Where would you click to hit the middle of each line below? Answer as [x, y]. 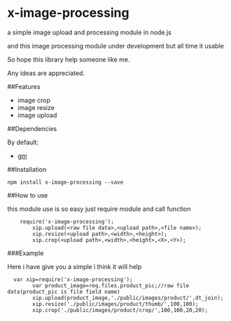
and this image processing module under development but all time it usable [115, 46]
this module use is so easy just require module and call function [99, 209]
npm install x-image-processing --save [65, 182]
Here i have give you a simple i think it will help [75, 266]
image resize [36, 107]
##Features [24, 86]
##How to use [28, 195]
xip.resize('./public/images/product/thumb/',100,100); [115, 304]
